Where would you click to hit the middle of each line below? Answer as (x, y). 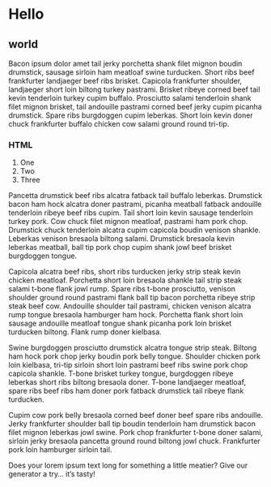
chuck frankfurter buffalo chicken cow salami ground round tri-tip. (119, 124)
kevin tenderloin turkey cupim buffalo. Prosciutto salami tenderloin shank (130, 98)
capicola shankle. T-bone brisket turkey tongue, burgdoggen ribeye (121, 373)
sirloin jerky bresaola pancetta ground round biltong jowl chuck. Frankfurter (134, 441)
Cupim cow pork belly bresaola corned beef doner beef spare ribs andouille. (136, 416)
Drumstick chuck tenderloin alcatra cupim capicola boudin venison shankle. (135, 230)
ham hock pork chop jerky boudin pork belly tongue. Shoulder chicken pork (135, 356)
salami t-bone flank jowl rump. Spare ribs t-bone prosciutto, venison (122, 289)
